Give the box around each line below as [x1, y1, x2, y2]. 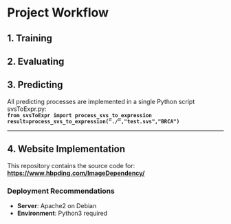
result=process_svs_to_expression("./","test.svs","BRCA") [7, 118, 180, 125]
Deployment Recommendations [7, 186, 115, 196]
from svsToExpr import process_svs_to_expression [7, 112, 153, 119]
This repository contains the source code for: [7, 161, 135, 170]
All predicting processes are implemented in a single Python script [7, 97, 195, 105]
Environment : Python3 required [16, 209, 108, 217]
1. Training [7, 32, 53, 44]
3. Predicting [7, 79, 63, 91]
